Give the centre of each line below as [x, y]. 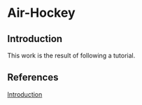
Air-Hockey [41, 13]
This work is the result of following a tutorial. [71, 55]
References [33, 77]
